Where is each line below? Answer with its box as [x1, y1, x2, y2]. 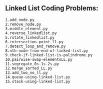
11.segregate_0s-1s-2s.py [5, 61, 59, 66]
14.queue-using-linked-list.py [5, 74, 70, 79]
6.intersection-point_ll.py [5, 39, 64, 44]
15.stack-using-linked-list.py [5, 79, 70, 84]
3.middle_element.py [5, 26, 48, 31]
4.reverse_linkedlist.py [5, 30, 57, 36]
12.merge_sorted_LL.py [5, 65, 52, 71]
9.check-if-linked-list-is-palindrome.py [5, 52, 93, 57]
